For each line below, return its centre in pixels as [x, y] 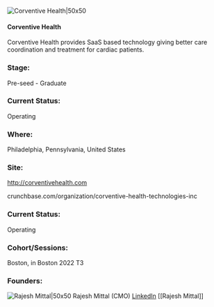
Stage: [18, 68]
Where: [20, 134]
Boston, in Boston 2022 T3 [46, 262]
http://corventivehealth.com [47, 183]
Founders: [25, 280]
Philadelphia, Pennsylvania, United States [67, 149]
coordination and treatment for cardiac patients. [76, 50]
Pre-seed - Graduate [37, 83]
